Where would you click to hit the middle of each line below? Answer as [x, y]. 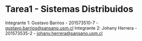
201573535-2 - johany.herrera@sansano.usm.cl [54, 33]
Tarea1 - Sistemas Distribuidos [69, 9]
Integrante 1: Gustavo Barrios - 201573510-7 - [52, 23]
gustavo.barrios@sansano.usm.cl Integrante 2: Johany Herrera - [71, 28]
